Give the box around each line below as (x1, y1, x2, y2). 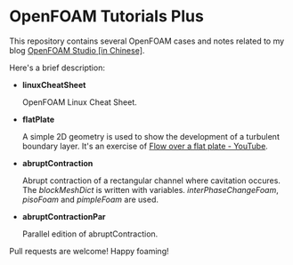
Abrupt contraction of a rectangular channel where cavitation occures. (21, 175, 281, 186)
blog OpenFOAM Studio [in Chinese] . (9, 44, 145, 55)
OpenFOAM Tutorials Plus (9, 6, 205, 27)
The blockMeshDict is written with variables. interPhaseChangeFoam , (21, 184, 279, 195)
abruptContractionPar (21, 211, 106, 221)
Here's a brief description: (9, 62, 105, 73)
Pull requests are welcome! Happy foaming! (9, 245, 169, 256)
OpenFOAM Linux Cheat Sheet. (21, 96, 138, 108)
